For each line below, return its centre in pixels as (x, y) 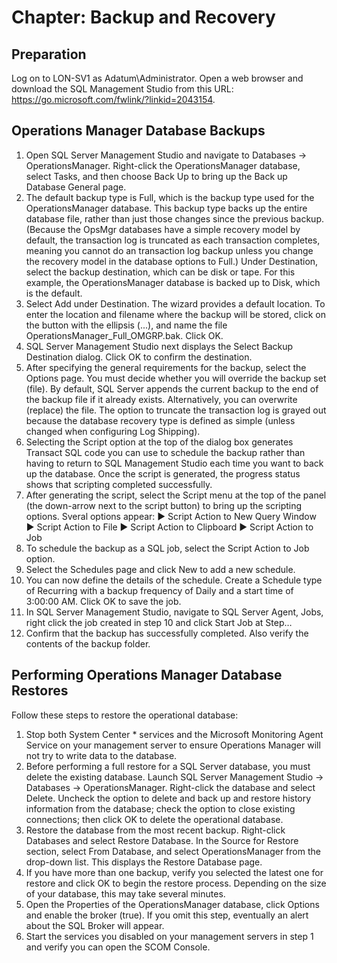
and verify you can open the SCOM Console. (118, 947)
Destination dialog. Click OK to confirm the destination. (139, 357)
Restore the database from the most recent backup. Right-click (155, 830)
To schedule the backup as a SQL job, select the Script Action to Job (167, 548)
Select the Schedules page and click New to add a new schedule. (160, 569)
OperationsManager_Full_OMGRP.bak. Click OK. (124, 335)
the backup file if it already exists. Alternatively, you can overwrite (161, 399)
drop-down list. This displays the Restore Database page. (144, 862)
